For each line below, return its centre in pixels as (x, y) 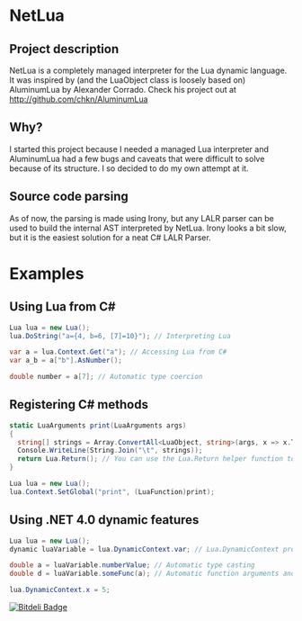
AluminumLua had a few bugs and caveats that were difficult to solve (137, 158)
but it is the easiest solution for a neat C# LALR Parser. (110, 237)
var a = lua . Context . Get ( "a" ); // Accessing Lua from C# (118, 352)
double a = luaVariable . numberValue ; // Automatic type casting (132, 565)
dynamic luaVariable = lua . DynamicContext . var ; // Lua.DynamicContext (144, 549)
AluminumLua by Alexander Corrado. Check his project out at (123, 90)
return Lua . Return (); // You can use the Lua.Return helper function (150, 459)
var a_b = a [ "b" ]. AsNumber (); (66, 361)
